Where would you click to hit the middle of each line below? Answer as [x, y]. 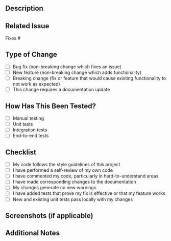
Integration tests [30, 130]
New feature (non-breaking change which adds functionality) [77, 73]
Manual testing [28, 118]
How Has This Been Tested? [51, 106]
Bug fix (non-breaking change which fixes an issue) [67, 67]
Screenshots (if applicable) [49, 216]
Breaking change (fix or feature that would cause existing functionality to [89, 78]
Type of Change [31, 54]
